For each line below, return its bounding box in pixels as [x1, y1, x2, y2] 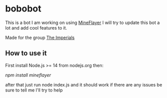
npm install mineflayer [5, 72, 51, 78]
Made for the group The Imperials [5, 34, 75, 40]
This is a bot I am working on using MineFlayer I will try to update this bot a [5, 19, 160, 25]
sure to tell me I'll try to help [5, 87, 63, 93]
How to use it [5, 49, 47, 57]
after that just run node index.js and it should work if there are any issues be [5, 81, 162, 87]
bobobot [5, 3, 42, 14]
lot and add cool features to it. [5, 24, 68, 30]
